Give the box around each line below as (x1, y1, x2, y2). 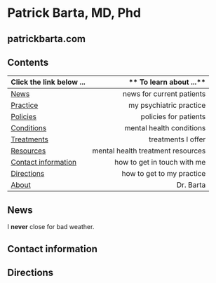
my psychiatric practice (128, 100, 206, 110)
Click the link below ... (11, 77, 86, 87)
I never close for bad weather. (7, 223, 95, 231)
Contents (7, 56, 49, 68)
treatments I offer (148, 134, 206, 144)
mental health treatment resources (92, 146, 206, 156)
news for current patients (122, 89, 206, 99)
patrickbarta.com (7, 33, 86, 45)
